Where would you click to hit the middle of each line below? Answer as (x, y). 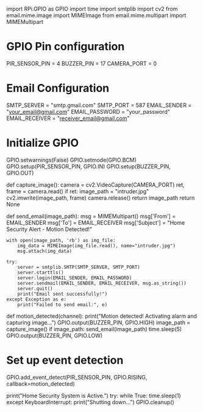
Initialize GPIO (43, 143)
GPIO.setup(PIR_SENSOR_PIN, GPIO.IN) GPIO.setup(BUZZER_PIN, (88, 166)
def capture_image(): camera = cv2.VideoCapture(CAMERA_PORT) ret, (95, 185)
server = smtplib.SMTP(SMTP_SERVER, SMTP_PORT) (79, 267)
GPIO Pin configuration (66, 47)
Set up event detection (65, 360)
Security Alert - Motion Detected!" (49, 229)
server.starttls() (41, 272)
